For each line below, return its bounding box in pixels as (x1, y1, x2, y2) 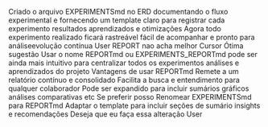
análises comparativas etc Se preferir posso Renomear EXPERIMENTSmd (8, 92, 252, 101)
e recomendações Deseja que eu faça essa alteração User (8, 109, 203, 119)
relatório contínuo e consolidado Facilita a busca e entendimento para (8, 76, 240, 84)
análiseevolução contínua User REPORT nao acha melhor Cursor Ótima (8, 41, 244, 51)
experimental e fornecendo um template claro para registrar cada (8, 15, 225, 25)
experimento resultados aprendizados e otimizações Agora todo (8, 24, 221, 33)
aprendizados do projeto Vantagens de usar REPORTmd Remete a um (8, 67, 239, 76)
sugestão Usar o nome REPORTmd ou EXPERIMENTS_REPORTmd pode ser (8, 50, 258, 59)
